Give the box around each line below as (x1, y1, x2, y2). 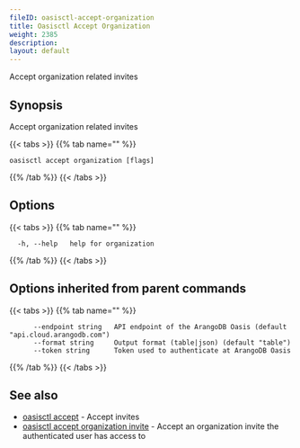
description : (9, 38, 58, 48)
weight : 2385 (9, 30, 58, 39)
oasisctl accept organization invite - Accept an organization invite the (22, 421, 279, 432)
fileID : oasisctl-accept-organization (9, 13, 154, 22)
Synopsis (9, 97, 63, 112)
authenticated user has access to (22, 431, 146, 442)
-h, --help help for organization (17, 239, 154, 248)
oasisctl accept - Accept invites (22, 411, 140, 423)
